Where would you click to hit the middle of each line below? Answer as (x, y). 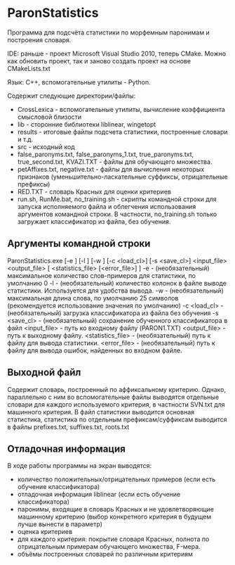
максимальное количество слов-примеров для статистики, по (102, 275)
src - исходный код (46, 146)
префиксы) (34, 184)
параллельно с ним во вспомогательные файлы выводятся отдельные (113, 397)
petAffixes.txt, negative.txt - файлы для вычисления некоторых (111, 169)
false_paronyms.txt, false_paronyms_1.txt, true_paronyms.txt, (106, 154)
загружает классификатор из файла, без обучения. (94, 221)
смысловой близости (49, 117)
